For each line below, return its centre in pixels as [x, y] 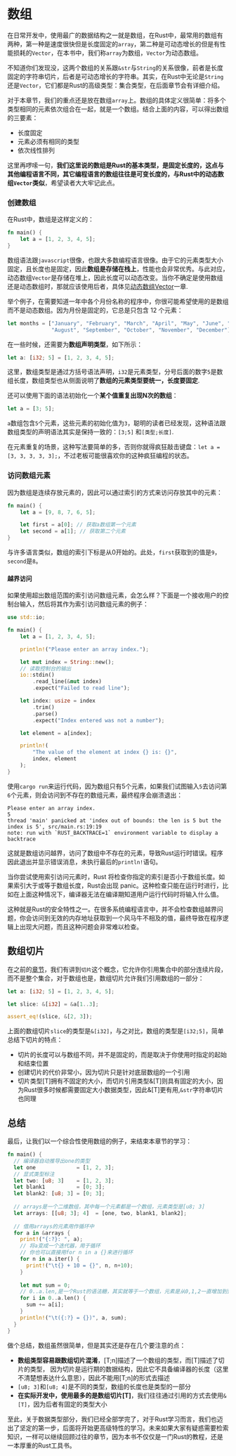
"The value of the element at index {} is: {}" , [105, 753]
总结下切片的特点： [35, 1040]
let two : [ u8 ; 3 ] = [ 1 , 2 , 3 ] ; [64, 1181]
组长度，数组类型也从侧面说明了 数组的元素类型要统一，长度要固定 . [104, 381]
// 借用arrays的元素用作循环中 [54, 1226]
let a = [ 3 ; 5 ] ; [31, 409]
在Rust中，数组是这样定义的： [51, 219]
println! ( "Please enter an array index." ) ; [85, 649]
